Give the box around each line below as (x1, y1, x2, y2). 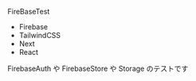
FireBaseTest (7, 7, 50, 16)
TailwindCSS (18, 31, 61, 40)
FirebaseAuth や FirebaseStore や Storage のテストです (7, 64, 189, 73)
